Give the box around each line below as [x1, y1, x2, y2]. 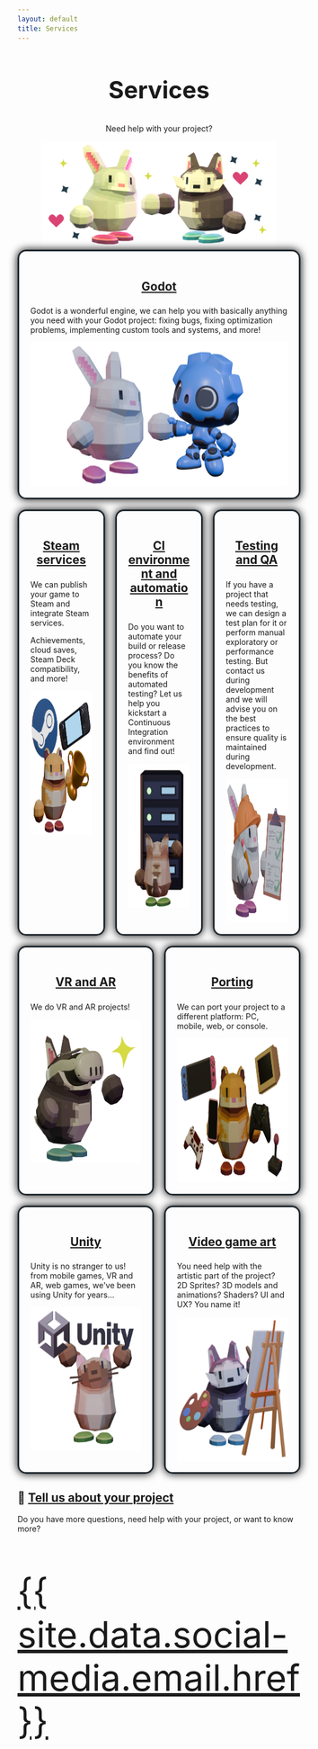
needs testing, [225, 598, 279, 609]
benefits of [128, 668, 169, 679]
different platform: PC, [177, 1010, 260, 1021]
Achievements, [30, 634, 86, 645]
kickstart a [128, 707, 167, 718]
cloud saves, [30, 644, 77, 655]
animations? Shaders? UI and [177, 1289, 285, 1300]
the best [225, 713, 257, 723]
